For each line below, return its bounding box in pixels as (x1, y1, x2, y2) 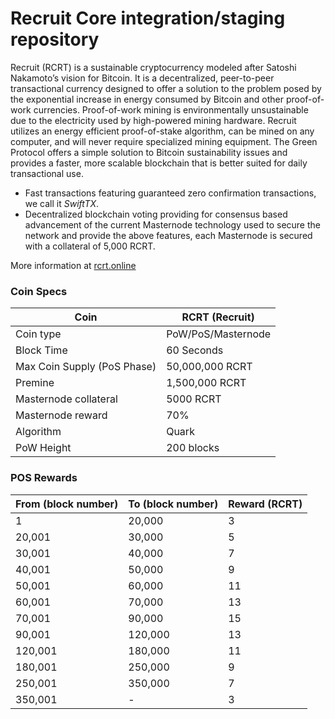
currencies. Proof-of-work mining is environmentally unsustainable (33, 103, 309, 116)
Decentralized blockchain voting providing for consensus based (24, 208, 288, 220)
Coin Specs (10, 284, 68, 298)
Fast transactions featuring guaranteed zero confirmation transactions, (24, 187, 317, 199)
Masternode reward (15, 408, 108, 422)
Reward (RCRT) (228, 497, 303, 511)
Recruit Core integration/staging (10, 7, 286, 30)
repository (10, 28, 100, 51)
